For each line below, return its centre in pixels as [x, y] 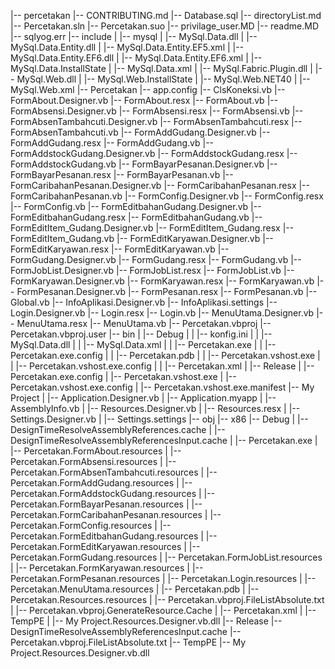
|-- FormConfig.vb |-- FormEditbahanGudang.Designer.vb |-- [136, 206]
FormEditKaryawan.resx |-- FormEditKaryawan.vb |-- [120, 249]
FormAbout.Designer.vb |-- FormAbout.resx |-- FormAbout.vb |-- [144, 100]
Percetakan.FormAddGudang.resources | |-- [101, 483]
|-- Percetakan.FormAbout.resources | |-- [96, 451]
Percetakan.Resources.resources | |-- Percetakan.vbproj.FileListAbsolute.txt [167, 599]
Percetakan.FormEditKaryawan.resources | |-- [105, 546]
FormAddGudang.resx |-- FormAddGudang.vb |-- [112, 143]
